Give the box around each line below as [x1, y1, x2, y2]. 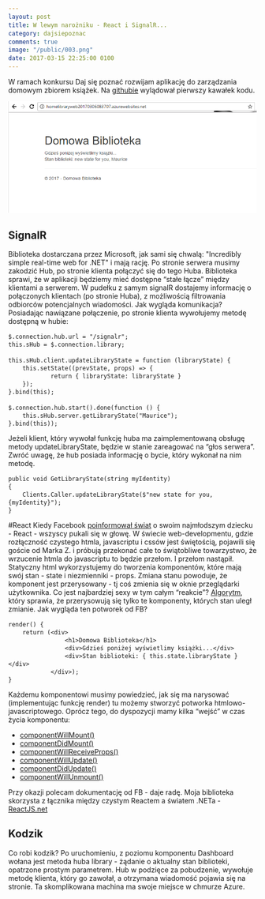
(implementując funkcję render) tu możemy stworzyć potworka [8, 698, 213, 708]
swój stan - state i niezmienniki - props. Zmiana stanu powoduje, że [8, 571, 228, 581]
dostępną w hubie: [8, 317, 69, 326]
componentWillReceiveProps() [19, 747, 119, 757]
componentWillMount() [19, 731, 95, 740]
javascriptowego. [8, 707, 65, 717]
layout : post [8, 13, 51, 21]
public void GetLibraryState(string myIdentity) [8, 475, 171, 483]
